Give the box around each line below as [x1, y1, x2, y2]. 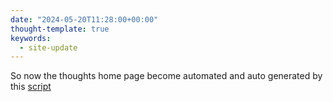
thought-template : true [10, 24, 110, 34]
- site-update [19, 42, 78, 53]
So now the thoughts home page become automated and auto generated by [10, 70, 323, 82]
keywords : [10, 33, 52, 43]
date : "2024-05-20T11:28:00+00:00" [10, 14, 159, 25]
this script [10, 81, 52, 93]
